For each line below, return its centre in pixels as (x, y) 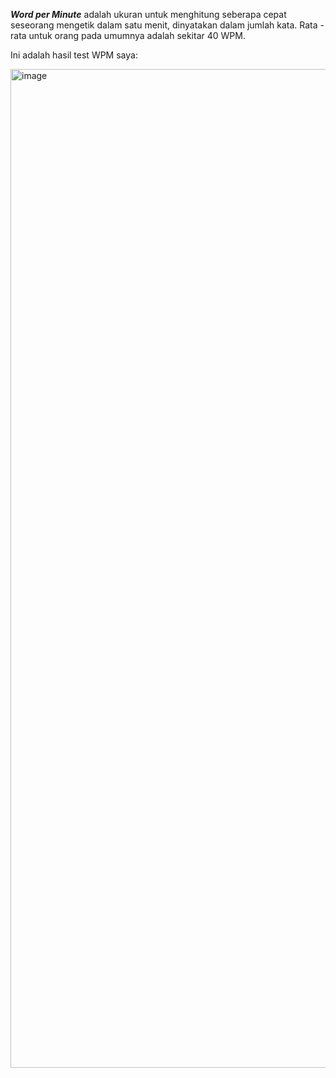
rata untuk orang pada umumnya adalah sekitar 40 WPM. (128, 35)
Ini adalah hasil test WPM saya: (74, 55)
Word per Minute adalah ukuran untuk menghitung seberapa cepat (148, 14)
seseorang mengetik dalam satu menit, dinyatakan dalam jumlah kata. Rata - (167, 25)
